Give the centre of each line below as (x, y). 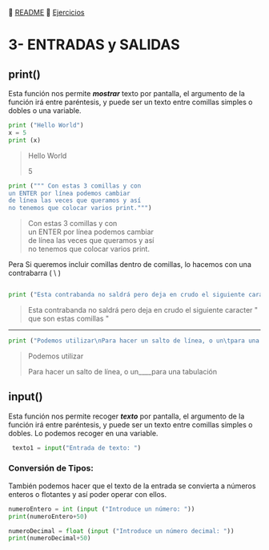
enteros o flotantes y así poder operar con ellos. (87, 494)
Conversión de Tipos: (51, 468)
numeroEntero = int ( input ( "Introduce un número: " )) (102, 509)
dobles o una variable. (45, 111)
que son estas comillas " (68, 318)
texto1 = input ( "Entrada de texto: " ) (76, 448)
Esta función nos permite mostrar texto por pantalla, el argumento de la (127, 93)
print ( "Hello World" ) (46, 125)
